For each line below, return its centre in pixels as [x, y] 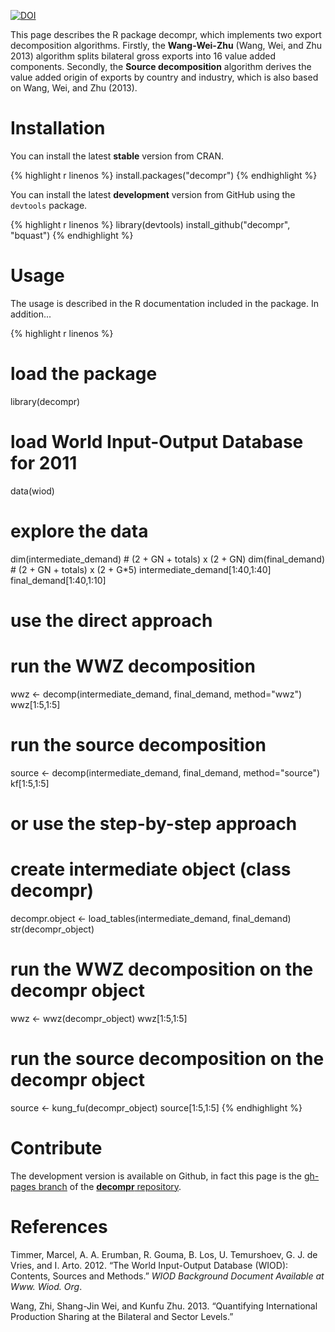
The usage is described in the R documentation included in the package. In [165, 303]
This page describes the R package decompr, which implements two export [166, 34]
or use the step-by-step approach [154, 823]
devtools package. [49, 205]
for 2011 [44, 463]
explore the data [79, 531]
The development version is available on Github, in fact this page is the [156, 1176]
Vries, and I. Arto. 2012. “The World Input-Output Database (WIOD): [149, 1265]
